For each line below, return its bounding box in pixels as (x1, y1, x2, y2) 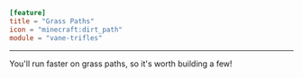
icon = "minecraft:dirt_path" (9, 25, 124, 34)
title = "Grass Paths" (9, 16, 95, 26)
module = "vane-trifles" (9, 33, 103, 42)
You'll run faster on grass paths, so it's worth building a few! (9, 58, 233, 69)
